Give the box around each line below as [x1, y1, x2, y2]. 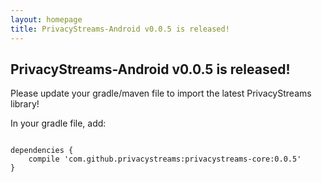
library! [10, 98, 40, 110]
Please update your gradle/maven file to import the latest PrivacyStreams [10, 87, 312, 100]
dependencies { [10, 146, 74, 156]
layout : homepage [10, 14, 83, 25]
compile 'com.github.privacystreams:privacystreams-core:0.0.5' [28, 154, 302, 165]
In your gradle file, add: [10, 117, 107, 130]
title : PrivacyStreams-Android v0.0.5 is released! [10, 24, 230, 34]
